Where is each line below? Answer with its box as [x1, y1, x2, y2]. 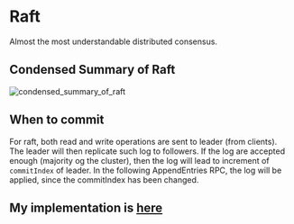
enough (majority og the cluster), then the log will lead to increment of [9, 155, 270, 166]
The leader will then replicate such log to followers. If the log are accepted [9, 146, 286, 157]
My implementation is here [9, 200, 163, 215]
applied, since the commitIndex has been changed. [9, 174, 199, 185]
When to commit [9, 112, 105, 128]
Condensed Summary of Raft [9, 62, 176, 77]
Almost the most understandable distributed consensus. [9, 36, 218, 47]
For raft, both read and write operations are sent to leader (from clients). [9, 136, 278, 147]
